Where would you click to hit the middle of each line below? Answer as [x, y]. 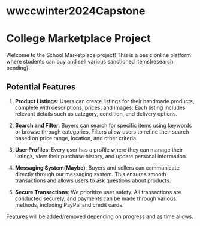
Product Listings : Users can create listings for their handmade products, [104, 101]
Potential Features [41, 87]
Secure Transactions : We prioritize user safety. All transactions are [98, 192]
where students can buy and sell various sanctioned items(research [90, 62]
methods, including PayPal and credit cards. [69, 204]
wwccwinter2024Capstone [76, 11]
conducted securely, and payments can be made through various [96, 198]
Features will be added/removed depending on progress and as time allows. [100, 216]
